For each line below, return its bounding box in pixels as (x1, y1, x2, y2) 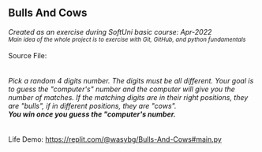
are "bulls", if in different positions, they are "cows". (8, 101, 177, 110)
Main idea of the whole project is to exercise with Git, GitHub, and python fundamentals (8, 35, 246, 43)
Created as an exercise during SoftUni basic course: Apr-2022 (8, 27, 212, 36)
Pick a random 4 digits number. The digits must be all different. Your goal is (8, 76, 254, 85)
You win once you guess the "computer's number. (8, 109, 176, 119)
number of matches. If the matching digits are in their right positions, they (8, 92, 249, 102)
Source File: (8, 50, 47, 60)
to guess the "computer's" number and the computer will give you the (8, 84, 235, 94)
